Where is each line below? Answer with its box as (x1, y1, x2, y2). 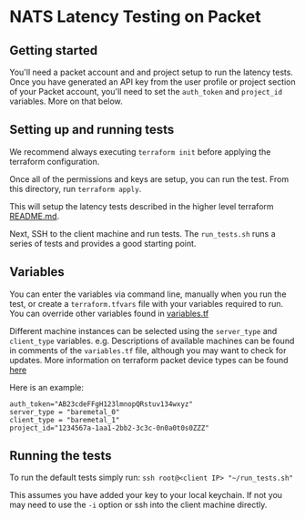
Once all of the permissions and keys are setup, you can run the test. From (9, 173, 290, 184)
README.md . (9, 210, 60, 221)
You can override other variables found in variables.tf (9, 308, 209, 319)
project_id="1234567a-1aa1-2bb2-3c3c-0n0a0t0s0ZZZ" (9, 423, 209, 432)
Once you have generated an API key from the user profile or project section (9, 76, 296, 87)
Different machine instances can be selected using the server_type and (9, 325, 278, 336)
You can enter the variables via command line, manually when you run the (9, 289, 287, 300)
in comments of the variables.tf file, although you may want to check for (9, 344, 287, 356)
